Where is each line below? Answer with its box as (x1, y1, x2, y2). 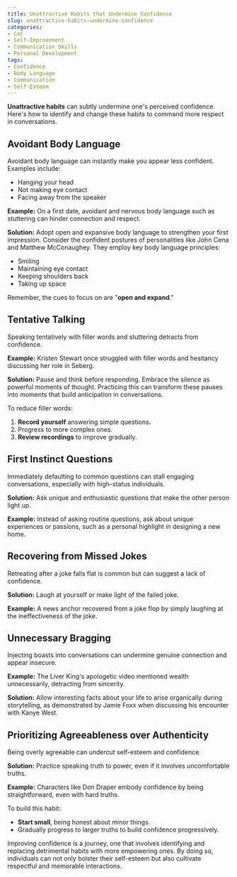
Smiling (17, 257, 40, 266)
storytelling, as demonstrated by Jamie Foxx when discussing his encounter (7, 701, 229, 710)
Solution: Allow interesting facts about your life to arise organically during (7, 693, 223, 702)
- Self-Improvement (7, 37, 65, 44)
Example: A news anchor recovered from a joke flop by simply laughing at (7, 604, 224, 613)
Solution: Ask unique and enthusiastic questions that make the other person (7, 493, 230, 502)
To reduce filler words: (7, 403, 73, 412)
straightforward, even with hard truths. (7, 791, 120, 799)
